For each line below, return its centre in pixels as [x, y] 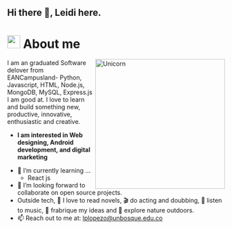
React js [39, 178]
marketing [32, 157]
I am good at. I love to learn [46, 100]
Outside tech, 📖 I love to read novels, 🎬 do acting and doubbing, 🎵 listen [119, 201]
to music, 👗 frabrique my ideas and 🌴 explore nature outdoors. [106, 210]
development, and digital [54, 150]
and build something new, [44, 107]
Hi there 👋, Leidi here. [54, 13]
